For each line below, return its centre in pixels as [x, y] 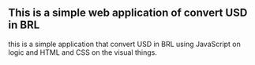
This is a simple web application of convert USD [128, 13]
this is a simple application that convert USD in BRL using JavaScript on [124, 44]
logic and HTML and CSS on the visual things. [83, 52]
